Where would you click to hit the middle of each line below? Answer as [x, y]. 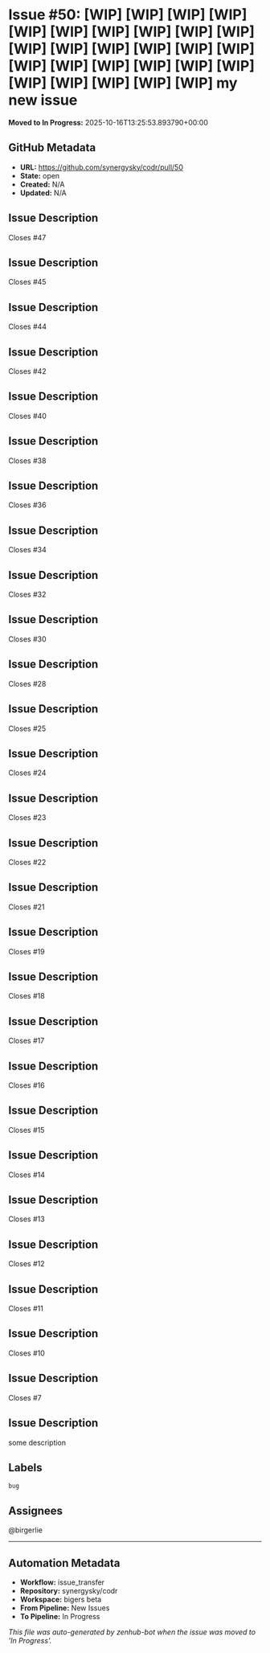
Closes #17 [27, 1041]
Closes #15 [27, 1130]
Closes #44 [27, 326]
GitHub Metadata [52, 148]
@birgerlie [25, 1530]
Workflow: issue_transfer [62, 1582]
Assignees [35, 1510]
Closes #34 [27, 550]
